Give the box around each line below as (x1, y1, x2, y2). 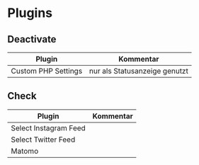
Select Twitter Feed (11, 135, 76, 144)
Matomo (11, 146, 39, 156)
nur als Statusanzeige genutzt (89, 66, 189, 76)
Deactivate (7, 33, 57, 45)
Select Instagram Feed (11, 123, 86, 132)
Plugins (7, 5, 53, 21)
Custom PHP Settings (11, 66, 83, 76)
